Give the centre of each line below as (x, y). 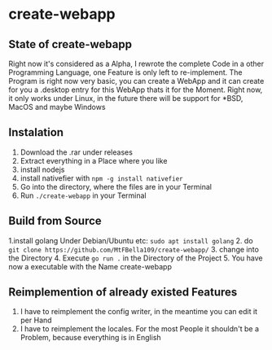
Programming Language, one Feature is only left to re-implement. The (125, 72)
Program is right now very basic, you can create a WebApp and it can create (136, 81)
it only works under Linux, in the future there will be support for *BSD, (126, 98)
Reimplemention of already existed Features (123, 293)
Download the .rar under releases (76, 152)
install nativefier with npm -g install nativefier (101, 178)
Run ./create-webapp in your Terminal (83, 195)
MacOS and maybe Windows (57, 107)
